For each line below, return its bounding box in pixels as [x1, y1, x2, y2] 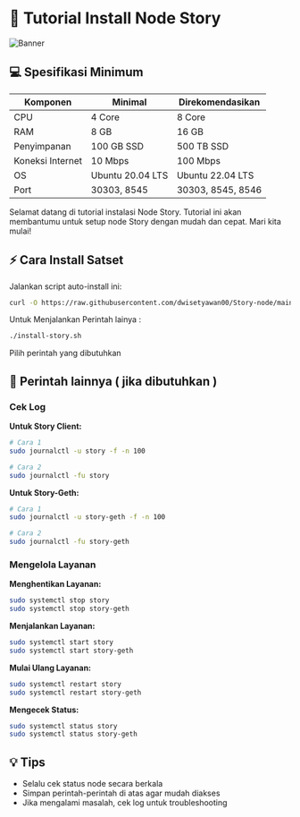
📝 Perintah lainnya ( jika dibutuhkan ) [9, 373, 218, 388]
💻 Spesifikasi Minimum [9, 64, 144, 80]
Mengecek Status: [9, 704, 79, 715]
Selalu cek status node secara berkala [21, 779, 163, 789]
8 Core [177, 111, 206, 123]
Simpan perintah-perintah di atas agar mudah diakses [21, 787, 221, 799]
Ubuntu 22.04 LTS [177, 169, 254, 182]
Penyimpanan [13, 140, 71, 152]
